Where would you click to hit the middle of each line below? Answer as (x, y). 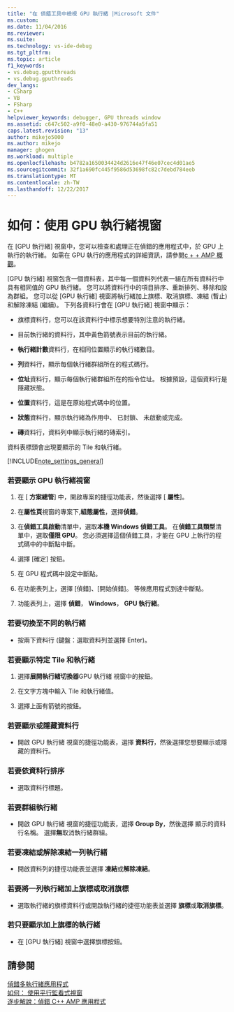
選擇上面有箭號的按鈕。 (51, 706)
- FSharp (20, 105)
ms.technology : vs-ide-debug (50, 46)
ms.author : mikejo (34, 144)
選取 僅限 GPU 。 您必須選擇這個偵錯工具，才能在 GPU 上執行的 (126, 536)
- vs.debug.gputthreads (42, 72)
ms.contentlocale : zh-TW (43, 182)
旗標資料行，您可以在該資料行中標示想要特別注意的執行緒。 (103, 320)
